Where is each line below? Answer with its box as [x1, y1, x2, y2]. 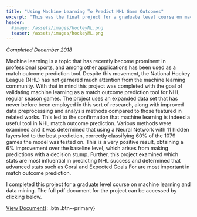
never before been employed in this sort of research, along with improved [6, 101, 184, 108]
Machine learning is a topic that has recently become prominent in [6, 58, 166, 65]
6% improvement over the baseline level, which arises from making [6, 144, 169, 152]
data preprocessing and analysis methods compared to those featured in [6, 108, 182, 115]
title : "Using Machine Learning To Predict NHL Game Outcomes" [6, 8, 164, 15]
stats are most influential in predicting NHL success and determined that [6, 157, 181, 164]
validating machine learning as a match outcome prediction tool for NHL [6, 89, 180, 96]
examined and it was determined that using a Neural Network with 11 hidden [6, 126, 189, 133]
